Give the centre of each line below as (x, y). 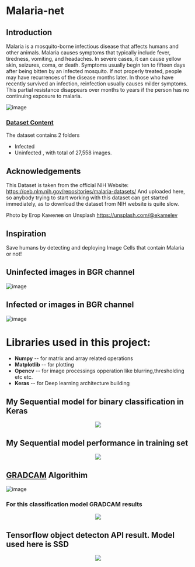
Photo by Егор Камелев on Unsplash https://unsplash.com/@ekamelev (92, 215)
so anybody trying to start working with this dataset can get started (87, 198)
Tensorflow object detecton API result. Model (90, 535)
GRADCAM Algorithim (47, 475)
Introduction (29, 32)
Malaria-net (35, 11)
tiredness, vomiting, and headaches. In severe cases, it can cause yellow (94, 59)
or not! (14, 254)
